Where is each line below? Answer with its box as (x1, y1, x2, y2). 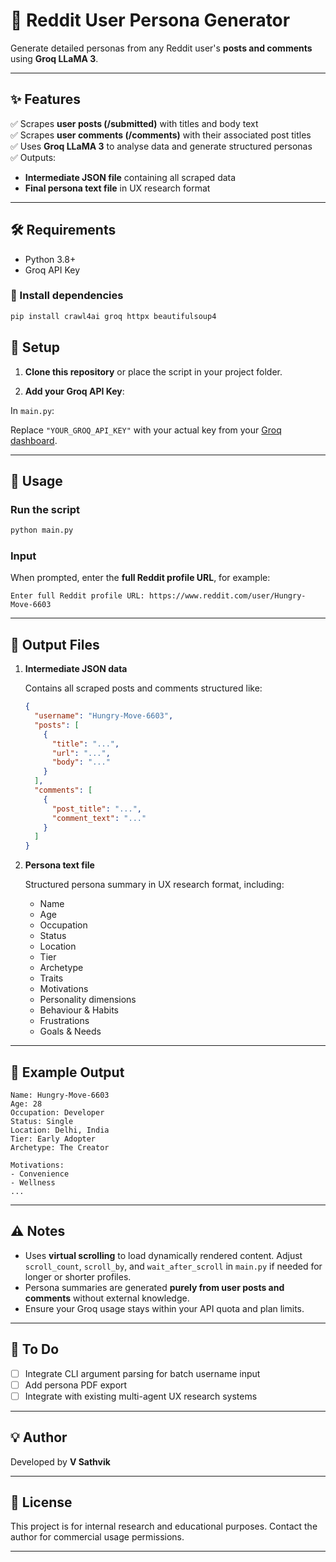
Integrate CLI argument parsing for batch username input (24, 1367, 261, 1379)
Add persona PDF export (24, 1379, 128, 1391)
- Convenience (10, 1169, 70, 1179)
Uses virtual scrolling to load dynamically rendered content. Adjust (24, 1249, 303, 1261)
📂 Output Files (10, 636, 100, 653)
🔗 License (10, 1494, 73, 1511)
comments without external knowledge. (24, 1292, 190, 1304)
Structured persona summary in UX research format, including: (24, 879, 285, 891)
